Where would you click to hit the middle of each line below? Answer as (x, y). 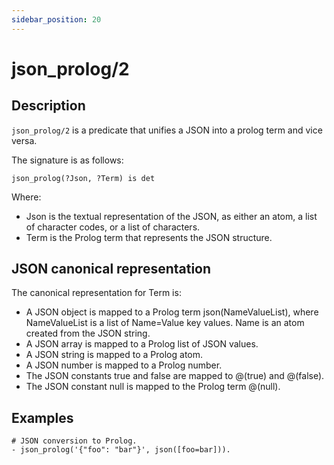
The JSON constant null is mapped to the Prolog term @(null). (153, 387)
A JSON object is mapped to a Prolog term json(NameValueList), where (172, 312)
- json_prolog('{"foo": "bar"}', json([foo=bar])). (121, 450)
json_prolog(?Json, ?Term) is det (83, 178)
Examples (42, 417)
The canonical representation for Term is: (96, 293)
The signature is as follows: (67, 160)
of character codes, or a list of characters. (113, 227)
